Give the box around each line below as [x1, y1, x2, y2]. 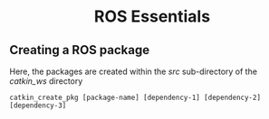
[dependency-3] [9, 101, 67, 110]
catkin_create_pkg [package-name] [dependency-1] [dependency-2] [9, 93, 261, 102]
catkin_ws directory [9, 76, 83, 87]
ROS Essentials [93, 6, 211, 27]
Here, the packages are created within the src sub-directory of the [9, 66, 258, 77]
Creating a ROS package [9, 42, 150, 58]
